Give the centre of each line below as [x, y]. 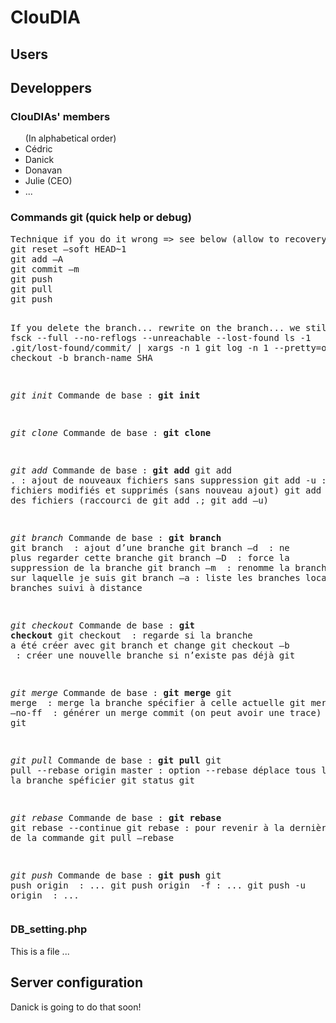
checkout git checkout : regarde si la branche [131, 635]
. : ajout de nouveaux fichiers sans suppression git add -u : [168, 480]
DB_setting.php [49, 929]
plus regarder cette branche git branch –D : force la [150, 557]
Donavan [43, 170]
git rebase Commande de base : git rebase [116, 817]
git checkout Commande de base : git [103, 625]
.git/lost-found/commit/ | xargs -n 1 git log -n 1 [140, 347]
